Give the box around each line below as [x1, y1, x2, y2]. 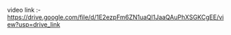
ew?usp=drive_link [7, 21, 61, 28]
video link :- [7, 6, 41, 14]
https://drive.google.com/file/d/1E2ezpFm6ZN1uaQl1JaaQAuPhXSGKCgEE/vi [7, 13, 224, 21]
